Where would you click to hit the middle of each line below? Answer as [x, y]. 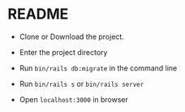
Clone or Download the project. [72, 37]
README [38, 14]
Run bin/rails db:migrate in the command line [98, 68]
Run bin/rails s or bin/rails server [82, 84]
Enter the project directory [63, 52]
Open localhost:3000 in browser [74, 99]
